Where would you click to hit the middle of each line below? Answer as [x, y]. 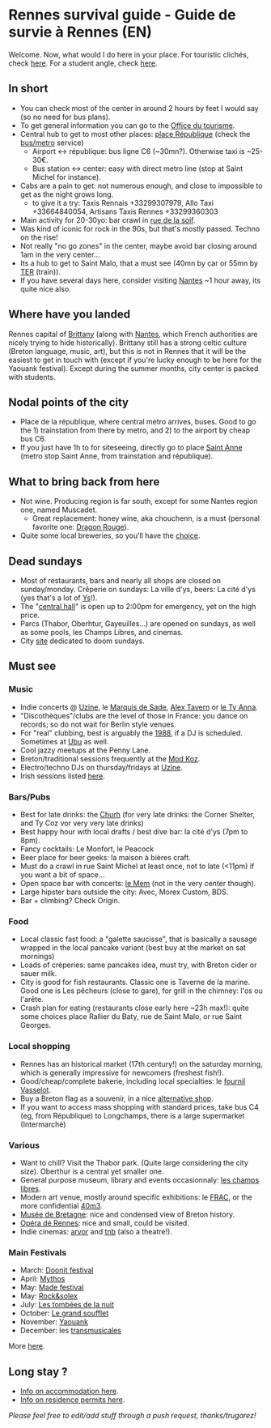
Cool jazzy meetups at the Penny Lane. [85, 750]
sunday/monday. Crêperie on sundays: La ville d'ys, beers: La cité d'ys [138, 589]
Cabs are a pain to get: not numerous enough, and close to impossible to [141, 185]
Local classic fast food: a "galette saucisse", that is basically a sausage [138, 939]
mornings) [37, 957]
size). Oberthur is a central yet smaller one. [92, 1171]
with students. [32, 377]
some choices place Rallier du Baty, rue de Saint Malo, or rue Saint [131, 1017]
